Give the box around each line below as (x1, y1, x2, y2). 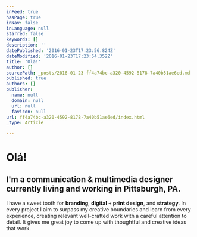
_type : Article (6, 120, 44, 126)
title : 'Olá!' (6, 59, 42, 64)
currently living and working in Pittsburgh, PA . (6, 183, 181, 194)
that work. (6, 225, 32, 232)
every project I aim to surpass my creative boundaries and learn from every (6, 206, 192, 213)
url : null (11, 103, 36, 109)
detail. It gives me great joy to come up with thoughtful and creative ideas (6, 218, 186, 226)
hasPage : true (6, 14, 42, 20)
